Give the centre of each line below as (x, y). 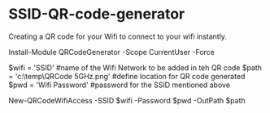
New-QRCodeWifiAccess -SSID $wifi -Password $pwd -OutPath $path (127, 100)
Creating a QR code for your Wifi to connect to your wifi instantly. (118, 36)
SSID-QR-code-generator (97, 14)
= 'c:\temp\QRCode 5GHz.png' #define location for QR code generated (127, 76)
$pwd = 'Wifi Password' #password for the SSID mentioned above (119, 85)
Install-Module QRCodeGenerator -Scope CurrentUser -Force (112, 52)
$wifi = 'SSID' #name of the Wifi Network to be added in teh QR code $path (135, 67)
